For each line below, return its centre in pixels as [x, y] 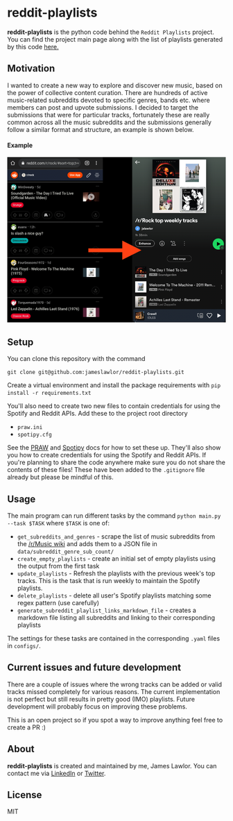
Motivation [31, 68]
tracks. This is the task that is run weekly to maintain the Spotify [109, 581]
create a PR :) [27, 727]
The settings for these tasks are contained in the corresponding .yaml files [114, 638]
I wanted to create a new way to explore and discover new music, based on [115, 85]
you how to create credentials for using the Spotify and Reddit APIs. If [107, 455]
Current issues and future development [94, 668]
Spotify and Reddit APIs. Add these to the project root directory [98, 414]
